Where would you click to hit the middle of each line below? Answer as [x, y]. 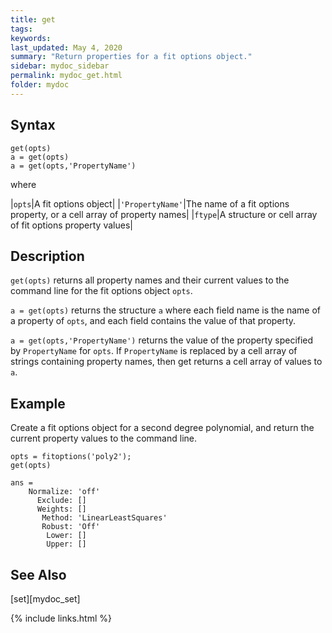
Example [38, 403]
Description [47, 256]
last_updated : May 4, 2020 [66, 47]
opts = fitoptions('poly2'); [71, 457]
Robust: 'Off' [71, 527]
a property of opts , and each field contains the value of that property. [153, 321]
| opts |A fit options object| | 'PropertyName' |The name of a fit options [150, 203]
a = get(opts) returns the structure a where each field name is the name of [166, 310]
